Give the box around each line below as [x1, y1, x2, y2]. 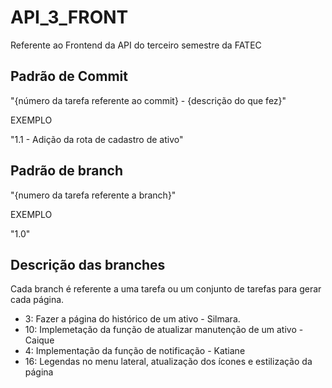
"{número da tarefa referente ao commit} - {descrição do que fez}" [10, 94, 287, 106]
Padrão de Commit [10, 68, 128, 85]
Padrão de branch [10, 162, 123, 180]
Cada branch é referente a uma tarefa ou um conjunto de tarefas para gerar [10, 283, 322, 295]
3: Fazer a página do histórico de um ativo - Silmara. [24, 313, 241, 325]
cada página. [10, 294, 65, 306]
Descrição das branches [10, 256, 166, 273]
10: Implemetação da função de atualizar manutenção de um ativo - [24, 324, 304, 336]
